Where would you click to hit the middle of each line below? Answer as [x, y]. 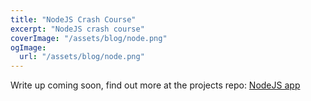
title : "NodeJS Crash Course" [73, 19]
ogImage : [28, 47]
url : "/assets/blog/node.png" [82, 57]
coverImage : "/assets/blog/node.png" [89, 38]
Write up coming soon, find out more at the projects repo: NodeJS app [155, 85]
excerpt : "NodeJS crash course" [77, 29]
